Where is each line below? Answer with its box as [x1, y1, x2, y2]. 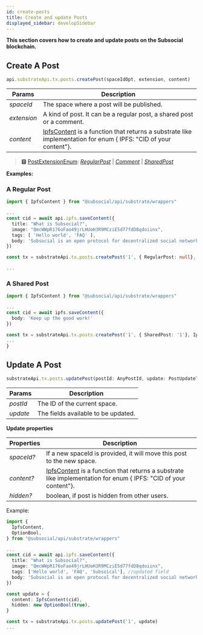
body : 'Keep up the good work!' [11, 315, 94, 322]
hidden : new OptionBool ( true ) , [11, 602, 91, 608]
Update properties [6, 425, 53, 432]
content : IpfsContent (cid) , [11, 596, 83, 602]
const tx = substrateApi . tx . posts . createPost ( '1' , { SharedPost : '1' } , [6, 331, 190, 338]
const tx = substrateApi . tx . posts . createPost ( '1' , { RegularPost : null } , [6, 254, 196, 260]
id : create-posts [6, 8, 50, 15]
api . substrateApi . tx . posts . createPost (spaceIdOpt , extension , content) [6, 77, 190, 83]
